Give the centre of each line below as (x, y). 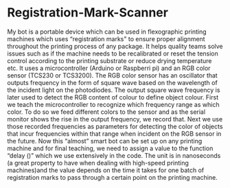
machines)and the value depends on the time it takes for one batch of (106, 170)
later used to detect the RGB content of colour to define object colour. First (113, 97)
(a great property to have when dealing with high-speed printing (98, 163)
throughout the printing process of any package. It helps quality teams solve (115, 46)
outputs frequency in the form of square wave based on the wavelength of (112, 82)
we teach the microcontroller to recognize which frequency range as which (113, 104)
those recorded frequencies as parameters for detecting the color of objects (115, 126)
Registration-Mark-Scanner (88, 13)
